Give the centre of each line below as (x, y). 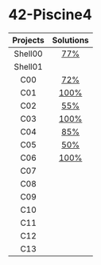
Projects (29, 40)
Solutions (70, 40)
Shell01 (28, 66)
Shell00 (28, 54)
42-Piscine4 (50, 15)
